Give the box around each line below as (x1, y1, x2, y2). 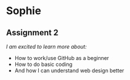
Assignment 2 (6, 28, 59, 38)
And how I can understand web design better (14, 67, 125, 74)
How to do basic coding (14, 61, 72, 68)
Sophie (6, 4, 41, 18)
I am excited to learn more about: (6, 43, 87, 50)
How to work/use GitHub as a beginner (14, 55, 109, 61)
